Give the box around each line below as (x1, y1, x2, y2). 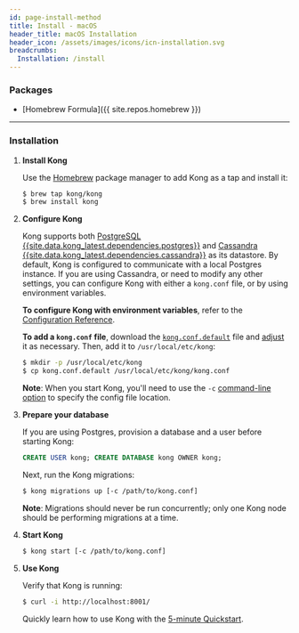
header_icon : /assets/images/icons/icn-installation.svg (9, 37, 225, 47)
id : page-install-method (9, 12, 101, 22)
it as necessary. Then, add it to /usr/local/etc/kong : (21, 341, 216, 352)
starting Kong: (21, 436, 75, 447)
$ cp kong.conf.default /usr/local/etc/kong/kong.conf (21, 367, 230, 376)
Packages (9, 84, 53, 96)
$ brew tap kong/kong (21, 189, 102, 199)
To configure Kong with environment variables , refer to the (21, 304, 243, 316)
